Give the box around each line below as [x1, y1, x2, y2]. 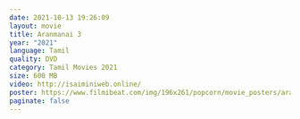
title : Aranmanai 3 [9, 30, 82, 38]
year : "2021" [9, 38, 58, 47]
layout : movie [9, 21, 62, 30]
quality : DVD [9, 55, 58, 64]
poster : [9, 88, 38, 97]
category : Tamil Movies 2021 [9, 64, 118, 72]
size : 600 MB [9, 72, 58, 81]
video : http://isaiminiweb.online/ [9, 80, 142, 89]
